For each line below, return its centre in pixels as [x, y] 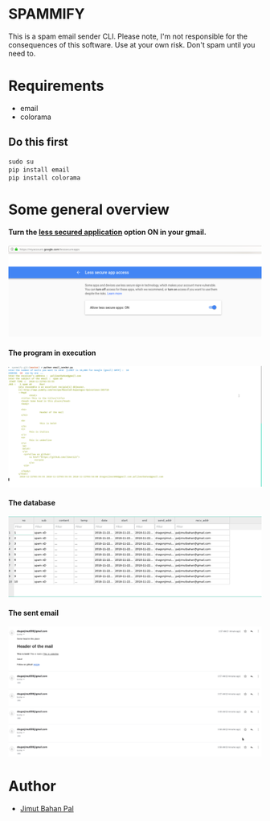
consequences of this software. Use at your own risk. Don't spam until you [132, 44]
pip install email [39, 170]
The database [32, 503]
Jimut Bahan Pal [47, 808]
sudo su [21, 162]
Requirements [56, 86]
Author [32, 786]
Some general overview [89, 209]
